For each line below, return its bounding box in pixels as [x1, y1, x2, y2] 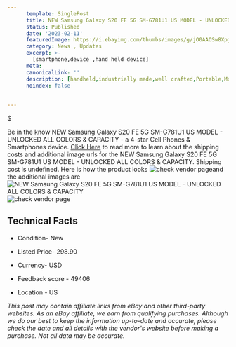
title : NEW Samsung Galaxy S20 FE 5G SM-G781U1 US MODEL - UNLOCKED [25, 17, 231, 24]
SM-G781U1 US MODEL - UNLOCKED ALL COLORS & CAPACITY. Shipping [7, 158, 222, 165]
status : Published [25, 23, 80, 30]
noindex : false [25, 82, 71, 89]
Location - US [17, 288, 58, 297]
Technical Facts [7, 215, 79, 227]
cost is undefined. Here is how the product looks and [7, 165, 223, 173]
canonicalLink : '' [25, 69, 80, 76]
